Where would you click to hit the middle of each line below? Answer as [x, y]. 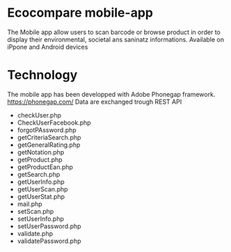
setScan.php [35, 211]
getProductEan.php [45, 167]
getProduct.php [40, 159]
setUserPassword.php [49, 226]
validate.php [35, 233]
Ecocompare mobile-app [80, 13]
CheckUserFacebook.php [54, 123]
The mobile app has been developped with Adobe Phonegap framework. [111, 94]
